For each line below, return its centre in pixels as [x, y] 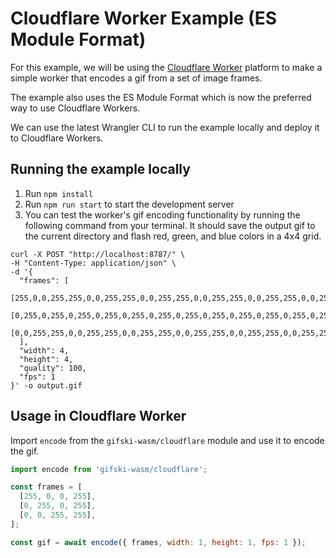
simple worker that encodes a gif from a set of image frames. [136, 78]
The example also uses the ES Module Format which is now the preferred [161, 97]
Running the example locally [100, 169]
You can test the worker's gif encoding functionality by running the [162, 214]
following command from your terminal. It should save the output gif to [170, 225]
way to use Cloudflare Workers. [75, 108]
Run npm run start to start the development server [129, 204]
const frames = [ [46, 487]
